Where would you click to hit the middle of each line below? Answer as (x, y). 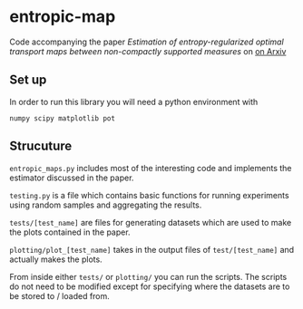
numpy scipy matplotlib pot (63, 118)
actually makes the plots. (56, 259)
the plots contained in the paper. (70, 232)
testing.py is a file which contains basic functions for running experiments (149, 195)
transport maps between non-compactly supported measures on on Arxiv (148, 51)
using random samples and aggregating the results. (106, 205)
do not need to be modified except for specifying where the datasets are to (150, 286)
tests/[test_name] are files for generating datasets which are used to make (151, 222)
